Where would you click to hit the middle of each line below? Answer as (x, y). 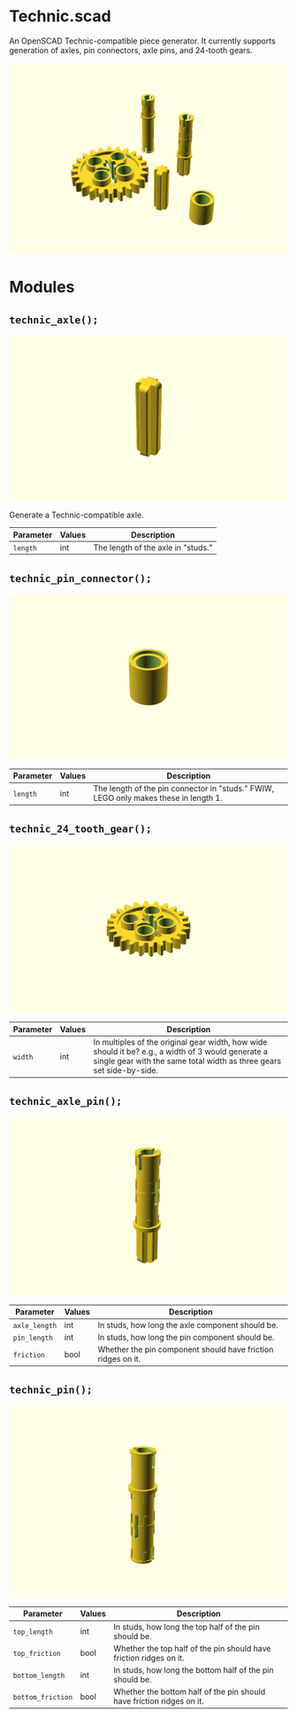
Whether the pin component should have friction (186, 1349)
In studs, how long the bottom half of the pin (194, 1670)
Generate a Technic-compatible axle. (76, 515)
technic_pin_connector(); (80, 578)
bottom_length (39, 1675)
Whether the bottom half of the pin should (190, 1692)
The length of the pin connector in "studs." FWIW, (184, 789)
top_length (33, 1632)
